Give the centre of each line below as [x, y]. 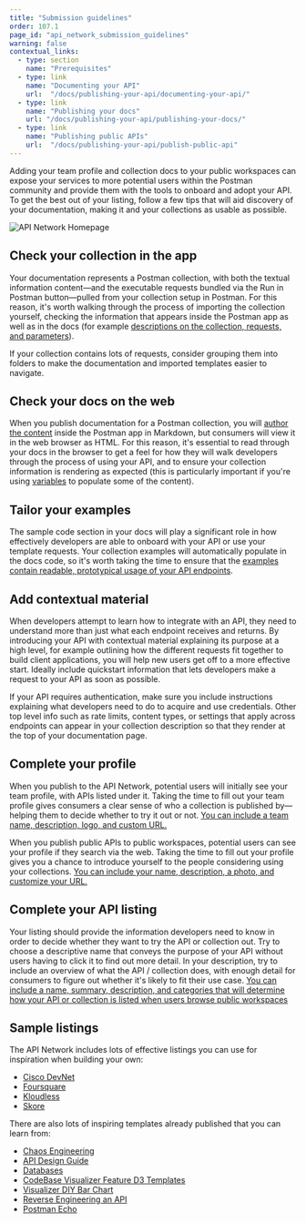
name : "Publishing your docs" [83, 111]
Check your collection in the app [103, 256]
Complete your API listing [83, 910]
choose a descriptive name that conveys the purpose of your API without [147, 951]
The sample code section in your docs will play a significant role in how [143, 532]
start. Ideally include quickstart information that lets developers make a [143, 669]
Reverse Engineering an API [75, 1199]
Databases [43, 1170]
